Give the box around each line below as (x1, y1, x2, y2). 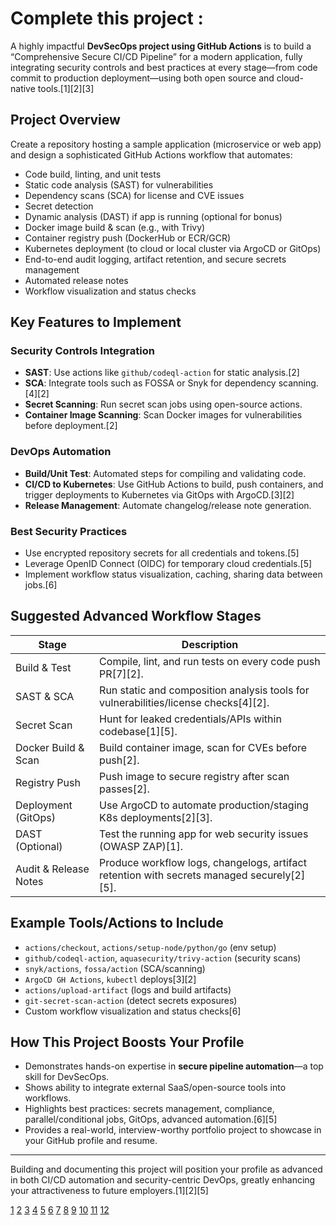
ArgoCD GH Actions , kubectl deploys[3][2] (24, 973, 197, 985)
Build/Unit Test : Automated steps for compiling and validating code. (24, 467, 307, 479)
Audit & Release (15, 862, 90, 876)
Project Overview (10, 112, 121, 129)
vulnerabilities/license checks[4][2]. (99, 695, 270, 709)
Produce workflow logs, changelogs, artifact (99, 855, 307, 869)
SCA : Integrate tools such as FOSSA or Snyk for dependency (24, 377, 277, 389)
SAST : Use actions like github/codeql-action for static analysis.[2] (24, 367, 300, 379)
